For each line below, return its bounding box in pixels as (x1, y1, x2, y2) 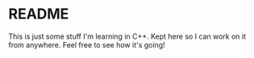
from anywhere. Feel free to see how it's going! (8, 39, 165, 49)
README (8, 5, 69, 23)
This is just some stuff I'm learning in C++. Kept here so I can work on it (8, 31, 247, 41)
